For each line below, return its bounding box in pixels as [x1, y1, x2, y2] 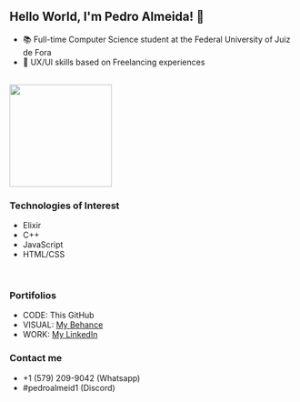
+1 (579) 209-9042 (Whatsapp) [22, 372, 141, 383]
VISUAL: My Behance [22, 319, 104, 330]
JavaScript [22, 239, 64, 250]
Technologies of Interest [9, 199, 120, 212]
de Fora [22, 46, 52, 57]
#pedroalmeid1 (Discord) [22, 382, 115, 393]
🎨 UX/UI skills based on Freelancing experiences [22, 56, 205, 67]
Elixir [22, 220, 42, 231]
